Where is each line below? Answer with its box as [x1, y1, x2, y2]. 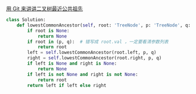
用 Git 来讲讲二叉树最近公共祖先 [6, 5, 84, 12]
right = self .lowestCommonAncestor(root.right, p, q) [27, 55, 162, 61]
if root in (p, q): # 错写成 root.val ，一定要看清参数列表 [27, 39, 169, 45]
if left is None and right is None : [27, 61, 117, 66]
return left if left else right [27, 82, 107, 88]
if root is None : [27, 28, 69, 33]
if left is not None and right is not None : [27, 71, 138, 78]
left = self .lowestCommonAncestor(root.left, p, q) [27, 49, 157, 56]
